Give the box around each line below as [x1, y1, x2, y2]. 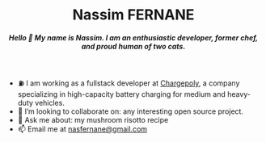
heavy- [226, 90, 251, 99]
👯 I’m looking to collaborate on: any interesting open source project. [17, 106, 244, 116]
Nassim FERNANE [72, 6, 195, 24]
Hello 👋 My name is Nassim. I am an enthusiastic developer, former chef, [8, 32, 259, 42]
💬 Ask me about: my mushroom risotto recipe [17, 115, 169, 125]
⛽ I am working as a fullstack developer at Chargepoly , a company [17, 78, 240, 88]
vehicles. [35, 98, 65, 108]
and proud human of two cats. [81, 41, 186, 51]
